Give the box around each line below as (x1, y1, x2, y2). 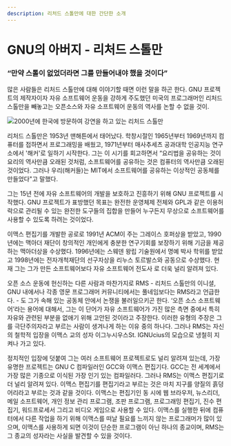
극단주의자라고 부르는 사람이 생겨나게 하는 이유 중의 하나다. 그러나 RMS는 (14, 322, 212, 331)
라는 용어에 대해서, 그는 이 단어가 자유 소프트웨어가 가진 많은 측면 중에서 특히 (14, 305, 220, 314)
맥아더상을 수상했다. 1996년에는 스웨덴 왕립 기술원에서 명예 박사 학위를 (19, 247, 210, 256)
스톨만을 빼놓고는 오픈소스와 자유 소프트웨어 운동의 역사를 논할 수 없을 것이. (7, 103, 210, 111)
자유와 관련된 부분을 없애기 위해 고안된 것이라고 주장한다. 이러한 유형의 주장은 (7, 314, 215, 322)
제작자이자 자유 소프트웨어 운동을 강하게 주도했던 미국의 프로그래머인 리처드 (19, 94, 223, 102)
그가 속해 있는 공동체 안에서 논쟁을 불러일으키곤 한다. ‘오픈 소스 (28, 296, 197, 305)
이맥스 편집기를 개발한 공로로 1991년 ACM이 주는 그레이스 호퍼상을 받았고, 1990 (7, 230, 222, 239)
